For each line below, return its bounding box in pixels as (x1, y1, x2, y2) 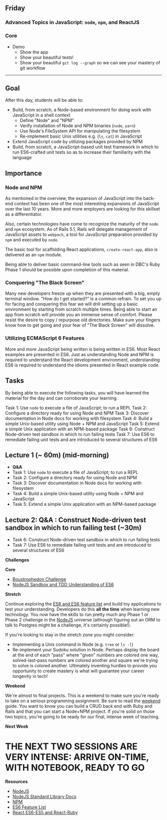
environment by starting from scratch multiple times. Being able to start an (5, 306, 158, 312)
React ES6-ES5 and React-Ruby (12, 810, 78, 816)
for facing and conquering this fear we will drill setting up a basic (5, 301, 138, 307)
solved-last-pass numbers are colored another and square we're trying (12, 657, 158, 663)
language (12, 155, 32, 161)
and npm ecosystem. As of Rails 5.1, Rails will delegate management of (5, 226, 148, 232)
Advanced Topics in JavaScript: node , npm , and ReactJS (5, 19, 140, 26)
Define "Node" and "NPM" (19, 117, 75, 124)
